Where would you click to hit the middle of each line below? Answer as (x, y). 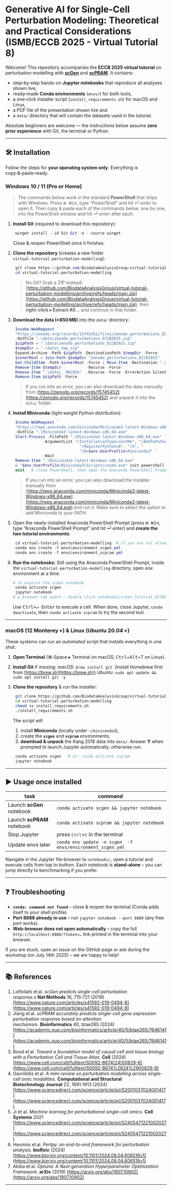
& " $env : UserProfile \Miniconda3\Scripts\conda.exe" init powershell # (92, 466)
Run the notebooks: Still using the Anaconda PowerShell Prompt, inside (89, 562)
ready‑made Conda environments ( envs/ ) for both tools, (72, 94)
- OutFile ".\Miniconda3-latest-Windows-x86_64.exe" (71, 432)
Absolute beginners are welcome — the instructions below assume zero (81, 125)
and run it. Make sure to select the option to (120, 507)
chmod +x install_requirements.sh (52, 706)
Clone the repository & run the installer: (55, 687)
